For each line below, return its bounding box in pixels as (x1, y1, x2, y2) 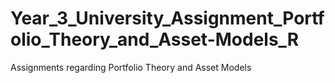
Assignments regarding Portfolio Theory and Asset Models (10, 61, 252, 73)
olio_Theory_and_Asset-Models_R (10, 28, 300, 51)
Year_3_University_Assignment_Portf (10, 7, 325, 30)
